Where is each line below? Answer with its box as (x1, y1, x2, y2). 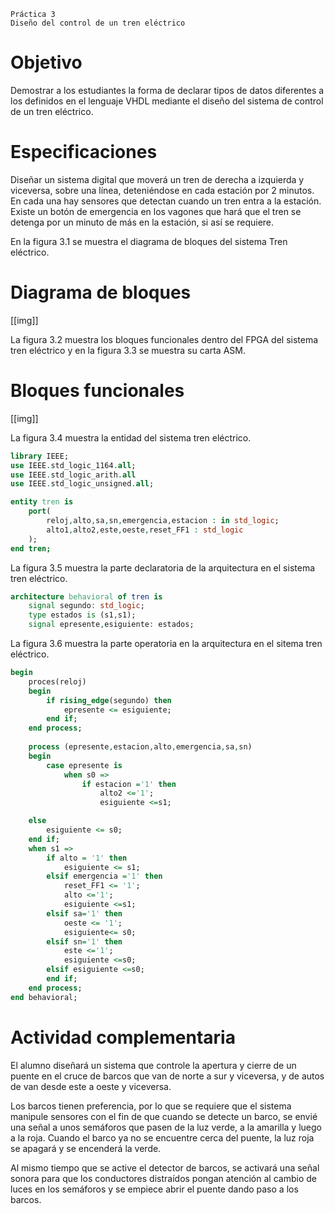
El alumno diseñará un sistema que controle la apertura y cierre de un (10, 1059, 297, 1071)
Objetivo (10, 51, 83, 74)
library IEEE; (10, 451, 70, 461)
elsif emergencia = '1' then (46, 871, 163, 882)
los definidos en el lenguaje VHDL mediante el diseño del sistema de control (10, 95, 324, 107)
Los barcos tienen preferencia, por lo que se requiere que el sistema (10, 1100, 292, 1112)
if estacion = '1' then (81, 779, 177, 789)
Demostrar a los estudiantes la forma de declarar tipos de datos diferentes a (10, 84, 325, 96)
